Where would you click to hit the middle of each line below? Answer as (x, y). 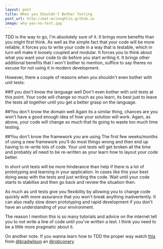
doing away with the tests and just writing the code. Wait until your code (77, 177)
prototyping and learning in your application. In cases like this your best (77, 172)
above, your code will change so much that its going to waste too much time (81, 122)
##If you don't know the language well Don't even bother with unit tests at (79, 92)
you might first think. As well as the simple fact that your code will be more (80, 42)
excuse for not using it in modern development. (52, 68)
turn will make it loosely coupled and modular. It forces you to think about (79, 53)
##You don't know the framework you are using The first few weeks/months (81, 137)
